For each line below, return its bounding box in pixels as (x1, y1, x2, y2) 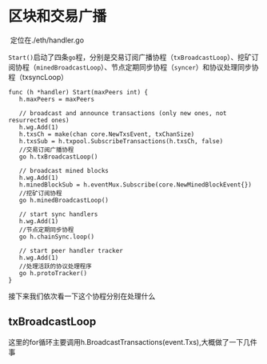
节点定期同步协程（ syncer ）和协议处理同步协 (110, 62, 259, 72)
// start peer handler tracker (18, 246, 124, 254)
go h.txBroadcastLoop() (18, 153, 98, 161)
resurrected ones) (8, 116, 70, 124)
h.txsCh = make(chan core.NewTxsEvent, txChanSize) (18, 130, 195, 138)
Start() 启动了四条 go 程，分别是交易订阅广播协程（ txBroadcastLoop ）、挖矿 (8, 52, 252, 62)
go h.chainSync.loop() (18, 233, 94, 241)
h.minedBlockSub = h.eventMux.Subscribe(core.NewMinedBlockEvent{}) (18, 181, 252, 189)
